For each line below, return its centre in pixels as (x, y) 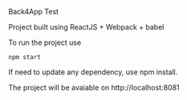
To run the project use (45, 42)
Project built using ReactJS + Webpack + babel (86, 27)
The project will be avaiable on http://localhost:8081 (94, 88)
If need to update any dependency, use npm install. (93, 72)
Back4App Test (33, 12)
